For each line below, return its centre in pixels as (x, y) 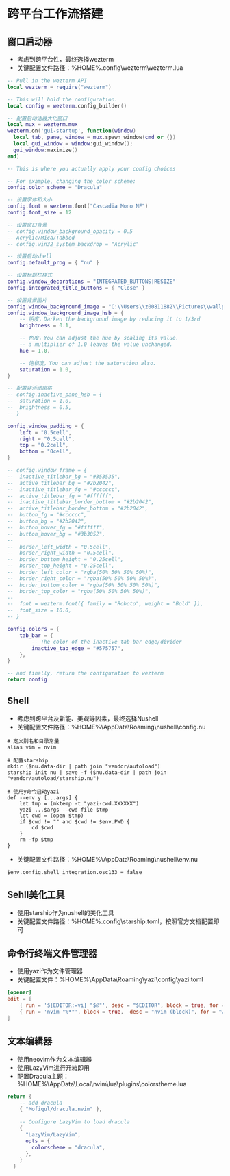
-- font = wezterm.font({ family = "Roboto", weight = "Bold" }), (105, 604)
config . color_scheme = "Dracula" (55, 188)
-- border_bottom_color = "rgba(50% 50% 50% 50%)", (84, 585)
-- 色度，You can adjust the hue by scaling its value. (99, 338)
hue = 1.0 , (35, 351)
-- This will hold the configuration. (62, 99)
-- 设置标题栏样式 (30, 275)
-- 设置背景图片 (27, 300)
